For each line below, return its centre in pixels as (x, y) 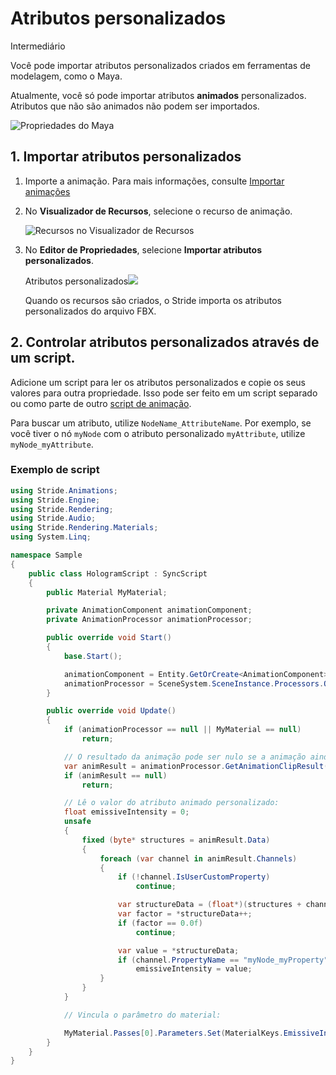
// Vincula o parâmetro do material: (142, 1015)
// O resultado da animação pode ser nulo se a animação (185, 757)
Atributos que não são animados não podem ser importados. (135, 106)
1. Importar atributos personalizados (126, 157)
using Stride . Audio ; (53, 518)
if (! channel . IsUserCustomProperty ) (194, 877)
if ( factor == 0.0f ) (160, 923)
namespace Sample (46, 555)
